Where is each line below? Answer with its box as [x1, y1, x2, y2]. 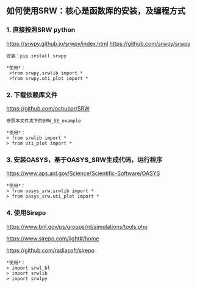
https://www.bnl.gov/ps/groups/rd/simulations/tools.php [6, 223, 148, 230]
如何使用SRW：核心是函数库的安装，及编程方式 [6, 5, 186, 16]
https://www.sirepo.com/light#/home [6, 234, 99, 242]
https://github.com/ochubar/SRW [6, 104, 90, 112]
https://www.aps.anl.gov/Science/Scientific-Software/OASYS [6, 170, 160, 177]
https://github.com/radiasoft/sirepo [6, 247, 95, 254]
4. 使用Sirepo [6, 209, 46, 217]
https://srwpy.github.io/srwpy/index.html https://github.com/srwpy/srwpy [6, 40, 191, 47]
